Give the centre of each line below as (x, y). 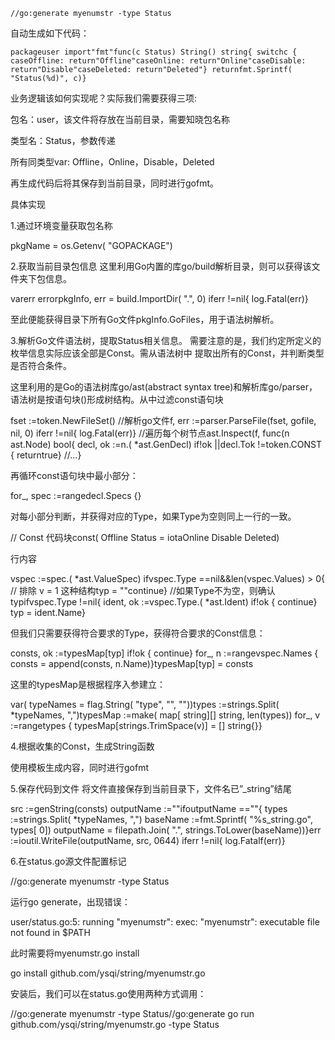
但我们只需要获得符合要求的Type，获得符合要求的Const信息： (138, 633)
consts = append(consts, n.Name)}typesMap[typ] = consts (132, 663)
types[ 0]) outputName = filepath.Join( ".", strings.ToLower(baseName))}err (166, 830)
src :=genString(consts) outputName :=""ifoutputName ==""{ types (149, 808)
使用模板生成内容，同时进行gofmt (80, 767)
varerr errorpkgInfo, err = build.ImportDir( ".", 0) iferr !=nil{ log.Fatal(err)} (159, 298)
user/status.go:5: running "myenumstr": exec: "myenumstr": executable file (165, 922)
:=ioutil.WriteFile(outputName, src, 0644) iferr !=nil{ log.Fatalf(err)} (148, 840)
